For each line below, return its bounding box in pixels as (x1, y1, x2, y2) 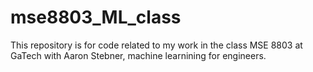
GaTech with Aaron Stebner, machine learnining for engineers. (10, 49, 267, 61)
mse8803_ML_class (10, 6, 182, 29)
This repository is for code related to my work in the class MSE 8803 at (10, 39, 303, 51)
